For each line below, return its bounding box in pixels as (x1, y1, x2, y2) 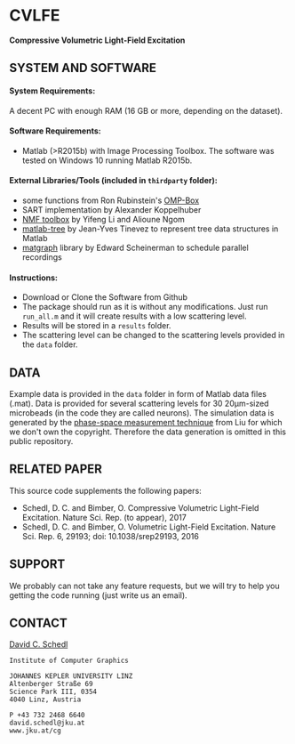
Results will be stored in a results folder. (21, 320, 171, 331)
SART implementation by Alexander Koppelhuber (21, 204, 202, 214)
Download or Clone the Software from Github (21, 292, 188, 303)
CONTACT (9, 615, 68, 630)
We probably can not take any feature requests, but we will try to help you (9, 580, 280, 591)
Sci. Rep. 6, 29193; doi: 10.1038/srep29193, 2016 (21, 530, 200, 541)
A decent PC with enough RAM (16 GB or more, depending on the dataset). (9, 105, 283, 116)
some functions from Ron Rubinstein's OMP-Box (21, 195, 200, 206)
